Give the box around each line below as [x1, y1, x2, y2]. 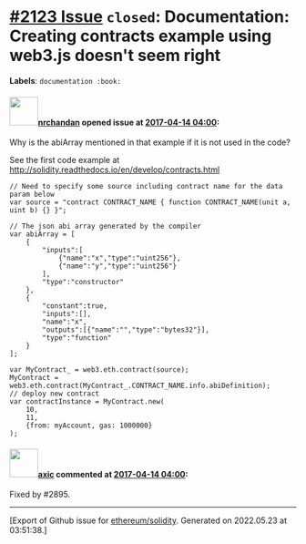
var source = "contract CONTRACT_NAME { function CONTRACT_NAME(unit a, [9, 198, 291, 207]
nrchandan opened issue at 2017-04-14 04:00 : [37, 117, 220, 128]
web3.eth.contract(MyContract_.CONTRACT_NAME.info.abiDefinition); [9, 381, 271, 391]
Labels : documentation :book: [9, 75, 122, 86]
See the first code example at [9, 155, 120, 166]
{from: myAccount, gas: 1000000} [25, 421, 153, 430]
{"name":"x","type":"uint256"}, [57, 253, 181, 263]
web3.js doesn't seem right [9, 46, 221, 66]
